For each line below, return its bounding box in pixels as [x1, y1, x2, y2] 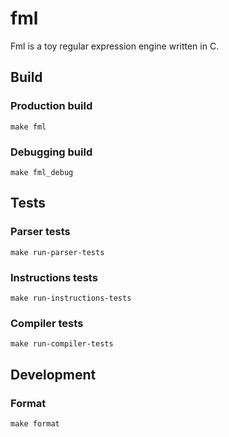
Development [10, 366, 97, 383]
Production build [10, 99, 93, 113]
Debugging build [10, 145, 93, 159]
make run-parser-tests [10, 247, 105, 257]
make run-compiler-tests [10, 339, 114, 349]
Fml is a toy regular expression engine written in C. [10, 40, 220, 52]
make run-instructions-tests [10, 293, 132, 303]
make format [10, 418, 60, 429]
